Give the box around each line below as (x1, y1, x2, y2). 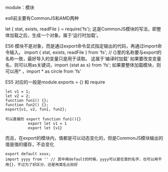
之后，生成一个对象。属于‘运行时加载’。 (18, 32, 102, 38)
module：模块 (5, 5, 35, 10)
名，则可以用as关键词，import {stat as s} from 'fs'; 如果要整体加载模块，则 (5, 62, 161, 68)
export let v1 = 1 (27, 121, 67, 126)
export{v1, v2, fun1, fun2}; (5, 107, 67, 112)
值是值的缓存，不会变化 (5, 141, 54, 147)
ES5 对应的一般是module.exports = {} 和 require (5, 79, 106, 85)
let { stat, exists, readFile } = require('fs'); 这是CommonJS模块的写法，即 (5, 26, 157, 32)
